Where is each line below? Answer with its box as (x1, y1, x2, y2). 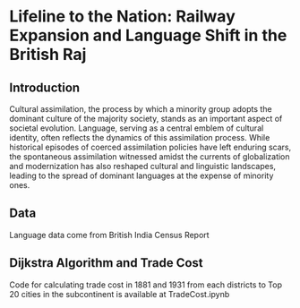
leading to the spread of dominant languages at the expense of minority (9, 170, 274, 181)
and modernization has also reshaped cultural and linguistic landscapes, (9, 161, 276, 171)
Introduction (9, 80, 81, 95)
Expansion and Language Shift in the (9, 25, 287, 46)
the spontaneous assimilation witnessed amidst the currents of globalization (9, 151, 290, 162)
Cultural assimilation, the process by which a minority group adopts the (9, 104, 272, 114)
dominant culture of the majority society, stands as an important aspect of (9, 114, 283, 124)
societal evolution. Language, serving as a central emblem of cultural (9, 123, 264, 133)
